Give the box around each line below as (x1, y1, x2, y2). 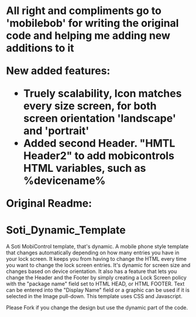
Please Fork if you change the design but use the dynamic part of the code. (6, 304, 188, 311)
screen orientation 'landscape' (23, 112, 177, 125)
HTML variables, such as (23, 162, 146, 175)
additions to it (6, 42, 74, 55)
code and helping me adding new (6, 29, 171, 42)
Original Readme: (6, 197, 92, 210)
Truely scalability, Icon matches (23, 87, 182, 100)
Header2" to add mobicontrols (23, 149, 174, 162)
